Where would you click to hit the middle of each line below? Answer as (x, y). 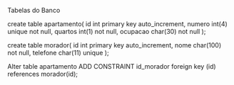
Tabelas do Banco (34, 10)
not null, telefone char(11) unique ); (58, 53)
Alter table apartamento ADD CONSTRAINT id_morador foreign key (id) (112, 66)
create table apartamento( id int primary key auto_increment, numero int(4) (118, 24)
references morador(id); (43, 74)
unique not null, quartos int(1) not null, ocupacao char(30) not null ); (107, 32)
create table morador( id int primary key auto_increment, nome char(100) (115, 45)
